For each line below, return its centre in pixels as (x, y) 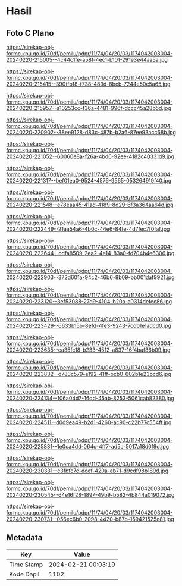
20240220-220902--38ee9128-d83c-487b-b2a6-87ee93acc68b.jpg (91, 132)
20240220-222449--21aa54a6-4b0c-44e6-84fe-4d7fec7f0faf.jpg (88, 229)
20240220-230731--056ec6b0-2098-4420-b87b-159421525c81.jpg (90, 519)
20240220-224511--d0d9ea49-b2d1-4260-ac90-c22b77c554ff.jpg (89, 422)
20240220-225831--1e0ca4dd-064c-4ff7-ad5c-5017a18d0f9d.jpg (88, 446)
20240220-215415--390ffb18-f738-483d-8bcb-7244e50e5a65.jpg (88, 84)
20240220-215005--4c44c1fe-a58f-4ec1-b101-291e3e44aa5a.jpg (87, 60)
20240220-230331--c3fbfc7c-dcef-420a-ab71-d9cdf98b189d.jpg (87, 471)
